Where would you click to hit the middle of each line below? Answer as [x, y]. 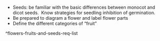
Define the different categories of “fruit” [55, 23]
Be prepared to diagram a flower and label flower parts [70, 18]
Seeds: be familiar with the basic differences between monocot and [84, 7]
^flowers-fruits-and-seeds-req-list [42, 33]
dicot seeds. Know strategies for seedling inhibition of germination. [84, 13]
